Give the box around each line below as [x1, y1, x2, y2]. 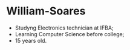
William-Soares [6, 4, 86, 18]
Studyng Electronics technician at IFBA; [15, 24, 114, 31]
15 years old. [15, 37, 47, 44]
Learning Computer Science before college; [15, 30, 125, 37]
